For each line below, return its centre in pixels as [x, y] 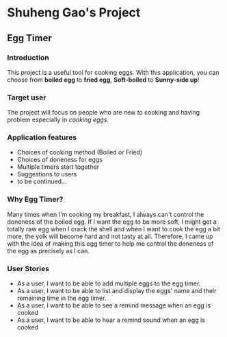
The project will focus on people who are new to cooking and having [104, 113]
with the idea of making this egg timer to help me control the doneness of [110, 243]
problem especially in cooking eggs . [58, 120]
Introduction [28, 58]
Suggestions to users [47, 174]
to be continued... [42, 182]
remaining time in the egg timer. [62, 298]
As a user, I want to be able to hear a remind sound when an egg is [111, 320]
